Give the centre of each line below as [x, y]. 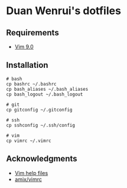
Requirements [32, 33]
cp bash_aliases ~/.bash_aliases [47, 89]
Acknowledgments [42, 159]
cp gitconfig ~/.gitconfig [39, 110]
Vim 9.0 [24, 47]
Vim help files [31, 173]
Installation [27, 65]
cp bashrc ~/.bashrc [32, 84]
